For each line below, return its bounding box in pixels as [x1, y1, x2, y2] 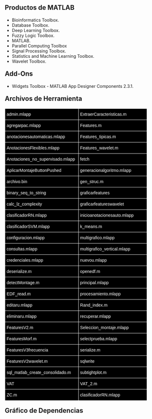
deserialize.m [6, 269, 32, 274]
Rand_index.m [80, 302, 108, 308]
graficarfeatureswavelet [80, 201, 124, 207]
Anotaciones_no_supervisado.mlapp [6, 156, 75, 162]
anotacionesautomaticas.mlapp [6, 134, 65, 139]
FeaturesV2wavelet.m [6, 359, 48, 364]
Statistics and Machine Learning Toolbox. [12, 53, 94, 59]
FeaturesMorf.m [6, 336, 37, 341]
